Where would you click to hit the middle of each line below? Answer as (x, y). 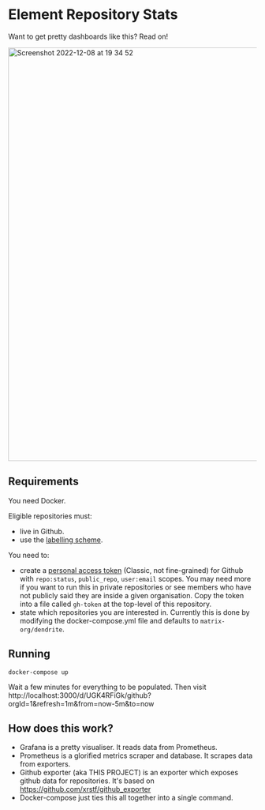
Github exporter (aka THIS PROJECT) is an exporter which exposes (129, 773)
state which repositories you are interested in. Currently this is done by (134, 612)
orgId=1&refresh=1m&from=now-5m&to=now (81, 703)
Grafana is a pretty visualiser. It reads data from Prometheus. (119, 748)
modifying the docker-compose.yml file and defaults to (109, 620)
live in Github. (42, 531)
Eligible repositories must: (50, 516)
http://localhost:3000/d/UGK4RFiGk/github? (80, 695)
